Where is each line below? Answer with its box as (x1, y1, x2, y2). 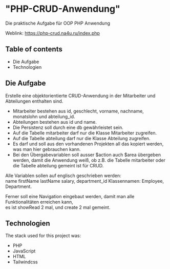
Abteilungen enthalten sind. (5, 98, 63, 104)
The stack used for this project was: (5, 233, 81, 239)
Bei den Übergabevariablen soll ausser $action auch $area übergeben (12, 151, 161, 158)
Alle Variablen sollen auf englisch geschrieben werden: (5, 172, 121, 179)
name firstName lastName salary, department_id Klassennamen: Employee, (5, 178, 164, 184)
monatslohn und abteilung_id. (12, 113, 75, 120)
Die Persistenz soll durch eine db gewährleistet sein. (12, 124, 124, 130)
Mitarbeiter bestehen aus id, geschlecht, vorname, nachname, (12, 108, 144, 114)
